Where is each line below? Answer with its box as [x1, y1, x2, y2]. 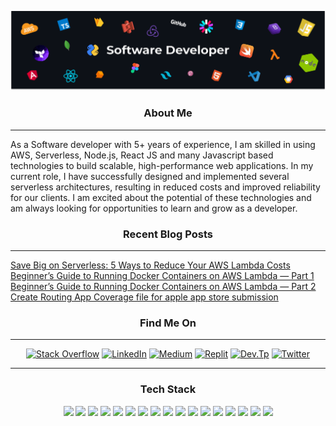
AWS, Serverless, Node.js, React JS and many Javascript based [10, 149, 274, 161]
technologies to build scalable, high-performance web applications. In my [10, 159, 314, 171]
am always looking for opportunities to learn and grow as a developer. [10, 202, 298, 214]
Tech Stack [139, 382, 197, 396]
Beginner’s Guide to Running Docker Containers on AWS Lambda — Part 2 [10, 281, 317, 293]
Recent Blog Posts [123, 227, 213, 241]
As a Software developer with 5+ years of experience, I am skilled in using [10, 138, 316, 150]
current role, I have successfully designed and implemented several [10, 170, 290, 182]
